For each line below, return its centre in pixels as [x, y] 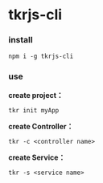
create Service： [37, 157]
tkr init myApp [34, 110]
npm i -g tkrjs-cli [41, 57]
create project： [36, 95]
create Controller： [41, 126]
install [21, 40]
